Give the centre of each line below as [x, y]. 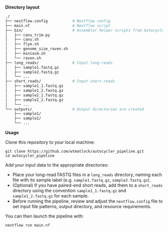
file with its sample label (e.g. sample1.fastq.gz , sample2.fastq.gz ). [81, 180]
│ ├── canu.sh [22, 39]
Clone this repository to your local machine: [50, 142]
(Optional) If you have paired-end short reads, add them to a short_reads [87, 185]
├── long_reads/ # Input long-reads [59, 63]
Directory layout [22, 7]
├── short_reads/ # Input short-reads [60, 81]
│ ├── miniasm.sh [25, 53]
